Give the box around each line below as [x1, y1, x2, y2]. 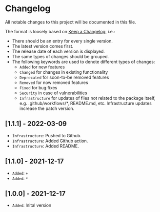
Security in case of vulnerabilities [19, 90, 87, 96]
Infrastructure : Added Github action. [12, 138, 88, 144]
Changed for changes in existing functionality [19, 69, 108, 75]
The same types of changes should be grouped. [12, 53, 109, 59]
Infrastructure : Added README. [12, 143, 79, 149]
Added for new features [19, 64, 65, 70]
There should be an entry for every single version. [12, 38, 113, 44]
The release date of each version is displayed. [12, 48, 105, 54]
